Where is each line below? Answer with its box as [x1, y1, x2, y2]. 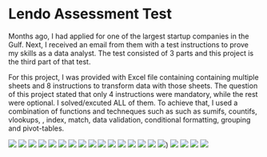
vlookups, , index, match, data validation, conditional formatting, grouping [8, 115, 251, 124]
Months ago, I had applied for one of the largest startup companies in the [8, 31, 249, 41]
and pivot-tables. [8, 123, 65, 133]
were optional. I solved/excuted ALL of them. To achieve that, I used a [8, 98, 238, 107]
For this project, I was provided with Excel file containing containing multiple [8, 72, 259, 82]
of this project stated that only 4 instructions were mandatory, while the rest [8, 89, 258, 99]
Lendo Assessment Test [8, 5, 173, 23]
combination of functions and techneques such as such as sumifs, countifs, [8, 106, 257, 116]
